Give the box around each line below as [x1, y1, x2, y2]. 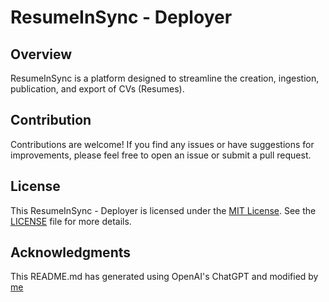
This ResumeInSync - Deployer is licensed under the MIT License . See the [10, 204, 317, 216]
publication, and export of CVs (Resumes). [10, 83, 185, 95]
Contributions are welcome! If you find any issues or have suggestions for [10, 138, 315, 150]
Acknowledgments [10, 244, 132, 261]
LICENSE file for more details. [10, 215, 132, 227]
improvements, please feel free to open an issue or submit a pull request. [10, 149, 312, 161]
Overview [10, 46, 73, 63]
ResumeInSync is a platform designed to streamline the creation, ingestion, [10, 72, 320, 84]
